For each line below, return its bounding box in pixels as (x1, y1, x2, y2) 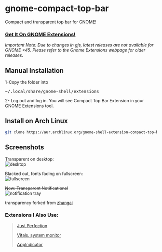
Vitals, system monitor (16, 232, 61, 238)
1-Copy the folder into (5, 79, 48, 85)
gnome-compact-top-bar (5, 3, 109, 14)
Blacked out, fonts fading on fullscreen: (5, 171, 83, 176)
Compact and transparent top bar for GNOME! (5, 19, 96, 25)
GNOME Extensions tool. (5, 103, 54, 109)
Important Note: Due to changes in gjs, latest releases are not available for (5, 42, 154, 48)
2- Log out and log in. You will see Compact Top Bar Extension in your (5, 98, 144, 104)
